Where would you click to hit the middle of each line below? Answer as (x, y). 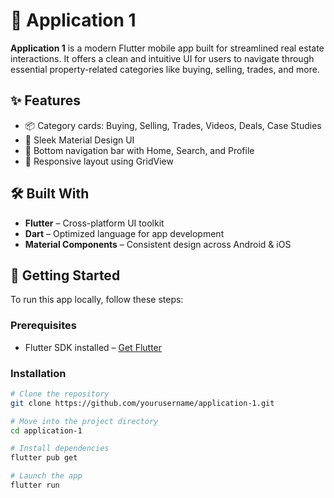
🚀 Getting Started (65, 275)
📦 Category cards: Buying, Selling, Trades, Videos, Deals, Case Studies (173, 125)
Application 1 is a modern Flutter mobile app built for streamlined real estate (167, 48)
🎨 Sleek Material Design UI (79, 140)
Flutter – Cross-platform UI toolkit (94, 223)
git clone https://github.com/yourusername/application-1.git (142, 403)
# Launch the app (46, 476)
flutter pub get (44, 458)
